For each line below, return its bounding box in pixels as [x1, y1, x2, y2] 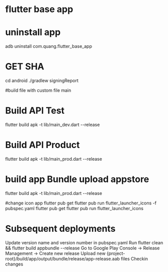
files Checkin [121, 255, 148, 261]
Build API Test [5, 105, 65, 116]
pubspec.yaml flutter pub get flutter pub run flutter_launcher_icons [5, 205, 144, 211]
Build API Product [5, 140, 80, 151]
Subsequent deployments [5, 223, 116, 235]
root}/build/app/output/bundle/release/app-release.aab [5, 255, 120, 261]
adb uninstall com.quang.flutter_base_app [5, 43, 92, 49]
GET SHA [5, 61, 44, 73]
